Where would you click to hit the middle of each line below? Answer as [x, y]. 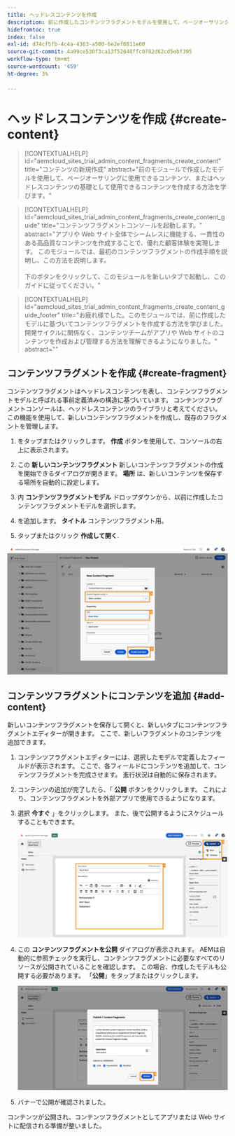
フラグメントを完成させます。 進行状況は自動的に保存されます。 [128, 775]
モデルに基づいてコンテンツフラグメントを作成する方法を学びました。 [126, 324]
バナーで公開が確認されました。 [63, 1102]
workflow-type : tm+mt [39, 60]
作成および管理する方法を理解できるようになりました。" [136, 341]
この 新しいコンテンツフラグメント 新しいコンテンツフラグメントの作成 [120, 465]
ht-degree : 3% [28, 74]
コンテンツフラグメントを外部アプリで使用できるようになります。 [124, 798]
